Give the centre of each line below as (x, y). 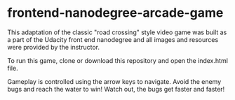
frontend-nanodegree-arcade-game (115, 13)
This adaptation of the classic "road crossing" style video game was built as (117, 32)
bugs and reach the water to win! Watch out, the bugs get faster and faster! (116, 89)
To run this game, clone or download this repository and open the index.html (117, 60)
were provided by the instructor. (54, 47)
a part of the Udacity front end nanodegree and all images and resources (113, 39)
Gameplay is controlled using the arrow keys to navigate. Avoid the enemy (114, 81)
